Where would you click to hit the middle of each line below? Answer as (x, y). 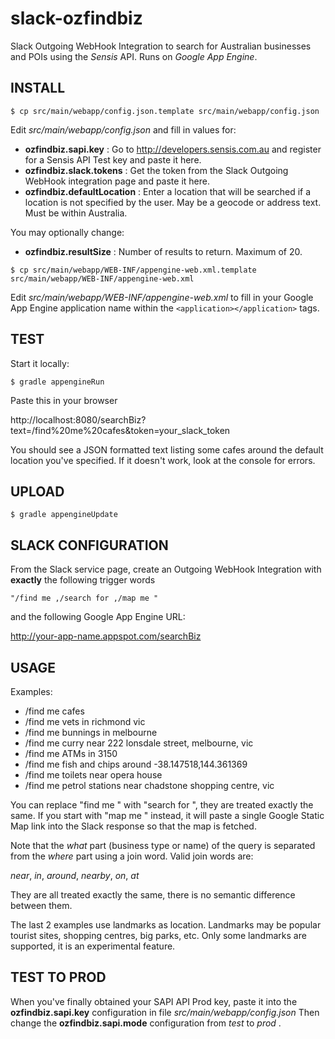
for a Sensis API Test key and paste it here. (113, 159)
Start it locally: (40, 363)
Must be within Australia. (76, 213)
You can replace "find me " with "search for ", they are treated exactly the (162, 805)
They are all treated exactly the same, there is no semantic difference (153, 895)
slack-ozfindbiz (76, 18)
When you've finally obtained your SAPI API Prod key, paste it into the (154, 1001)
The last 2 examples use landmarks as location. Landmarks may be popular (166, 925)
